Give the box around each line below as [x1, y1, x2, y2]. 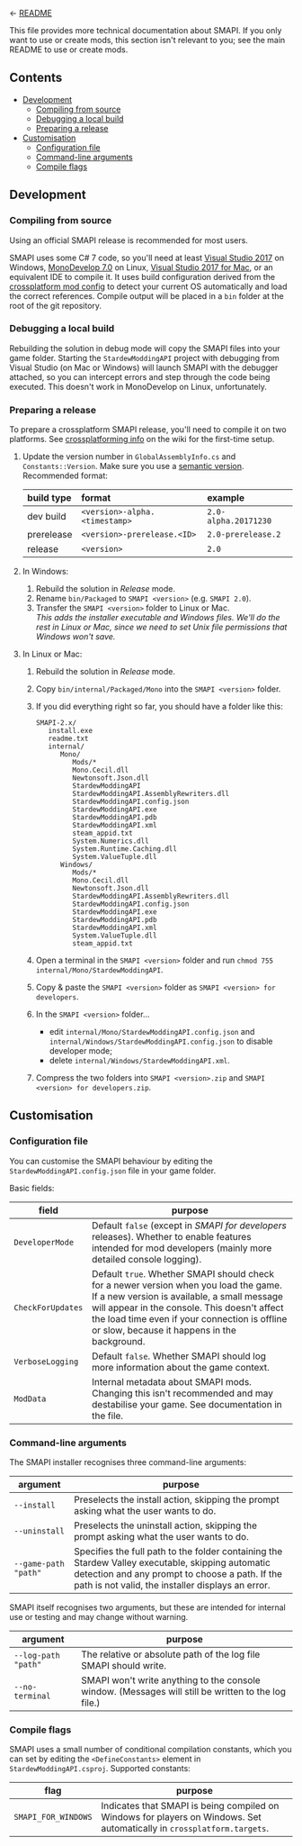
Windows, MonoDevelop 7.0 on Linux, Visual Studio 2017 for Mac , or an [9, 261, 274, 273]
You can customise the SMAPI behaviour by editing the [9, 1155, 213, 1166]
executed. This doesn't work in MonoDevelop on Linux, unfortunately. [9, 381, 267, 392]
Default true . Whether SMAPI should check [91, 1267, 274, 1280]
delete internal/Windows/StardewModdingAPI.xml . [49, 1055, 231, 1066]
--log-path [13, 1651, 60, 1660]
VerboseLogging [13, 1356, 79, 1367]
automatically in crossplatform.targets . [101, 1823, 270, 1835]
